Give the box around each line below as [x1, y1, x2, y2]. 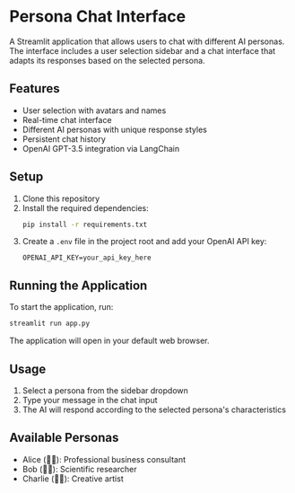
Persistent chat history [22, 133, 106, 145]
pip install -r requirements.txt [22, 220, 148, 229]
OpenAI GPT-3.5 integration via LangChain [22, 143, 180, 154]
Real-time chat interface [22, 114, 112, 125]
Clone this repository [22, 193, 100, 204]
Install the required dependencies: [22, 202, 150, 213]
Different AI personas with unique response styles [22, 124, 208, 135]
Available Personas [9, 430, 119, 445]
